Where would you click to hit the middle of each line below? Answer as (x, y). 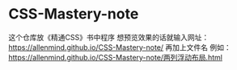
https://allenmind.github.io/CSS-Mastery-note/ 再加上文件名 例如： (120, 47)
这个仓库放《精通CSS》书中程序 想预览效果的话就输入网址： (109, 37)
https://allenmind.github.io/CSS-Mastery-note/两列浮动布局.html (115, 57)
